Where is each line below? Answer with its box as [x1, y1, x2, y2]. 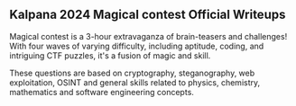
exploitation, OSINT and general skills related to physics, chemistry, [9, 76, 261, 88]
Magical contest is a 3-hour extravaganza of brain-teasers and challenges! [9, 31, 288, 41]
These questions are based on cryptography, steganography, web [9, 67, 255, 78]
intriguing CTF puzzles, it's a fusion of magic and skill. [9, 49, 211, 61]
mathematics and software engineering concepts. [9, 86, 194, 97]
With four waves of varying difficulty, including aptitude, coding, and [9, 40, 264, 51]
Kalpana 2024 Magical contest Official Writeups [9, 7, 286, 22]
